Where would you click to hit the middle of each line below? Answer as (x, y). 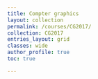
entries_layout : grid (39, 39)
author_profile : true (39, 53)
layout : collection (35, 20)
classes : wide (28, 46)
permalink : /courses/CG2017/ (49, 26)
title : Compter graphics (43, 14)
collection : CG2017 (35, 33)
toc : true (22, 59)
